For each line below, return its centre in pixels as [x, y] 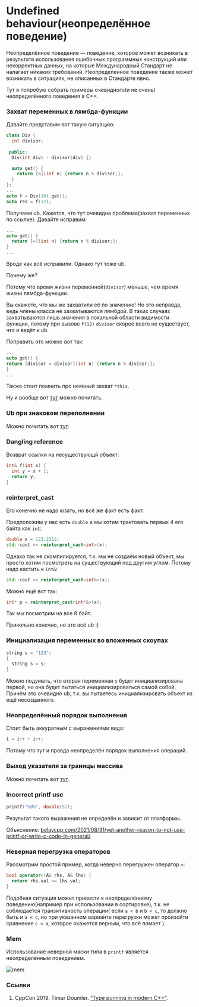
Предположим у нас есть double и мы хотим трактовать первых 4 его [95, 522]
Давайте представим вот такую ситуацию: [60, 125]
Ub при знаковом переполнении [56, 413]
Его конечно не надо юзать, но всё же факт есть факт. [75, 510]
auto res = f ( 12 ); [29, 202]
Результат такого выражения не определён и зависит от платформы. [94, 818]
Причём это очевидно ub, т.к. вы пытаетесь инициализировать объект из [99, 693]
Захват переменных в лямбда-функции [67, 111]
